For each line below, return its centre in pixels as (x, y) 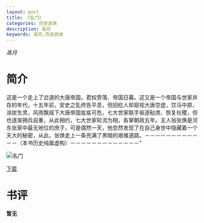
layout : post (23, 12)
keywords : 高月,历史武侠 (35, 35)
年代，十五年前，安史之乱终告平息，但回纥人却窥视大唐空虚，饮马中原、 (107, 105)
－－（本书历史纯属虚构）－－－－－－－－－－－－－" (74, 143)
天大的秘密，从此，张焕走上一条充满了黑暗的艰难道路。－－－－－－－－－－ (102, 136)
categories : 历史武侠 (32, 23)
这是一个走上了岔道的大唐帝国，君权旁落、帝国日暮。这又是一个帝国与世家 (99, 97)
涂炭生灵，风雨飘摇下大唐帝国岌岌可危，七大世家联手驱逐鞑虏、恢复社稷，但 (102, 112)
